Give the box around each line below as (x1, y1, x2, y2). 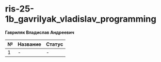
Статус (46, 41, 64, 48)
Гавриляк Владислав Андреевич (5, 29, 75, 35)
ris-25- (5, 3, 34, 14)
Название (17, 41, 42, 48)
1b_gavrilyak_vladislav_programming (5, 13, 157, 25)
